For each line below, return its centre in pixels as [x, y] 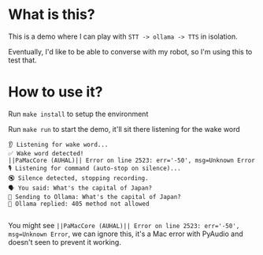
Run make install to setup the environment [78, 114]
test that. [22, 60]
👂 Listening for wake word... [58, 144]
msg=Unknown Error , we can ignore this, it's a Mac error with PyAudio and [126, 234]
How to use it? [56, 92]
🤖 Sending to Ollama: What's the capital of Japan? [94, 197]
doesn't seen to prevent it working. [65, 242]
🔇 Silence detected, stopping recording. [78, 178]
